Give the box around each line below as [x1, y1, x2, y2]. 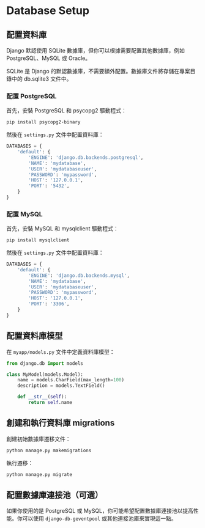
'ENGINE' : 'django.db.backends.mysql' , [28, 273, 130, 279]
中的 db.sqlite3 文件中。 [11, 75, 72, 82]
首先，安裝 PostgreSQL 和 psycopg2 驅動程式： [6, 107, 127, 114]
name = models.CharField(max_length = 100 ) [17, 377, 124, 383]
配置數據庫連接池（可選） [6, 490, 103, 500]
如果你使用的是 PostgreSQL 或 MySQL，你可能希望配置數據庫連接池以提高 [6, 507, 194, 515]
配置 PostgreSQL [6, 92, 57, 100]
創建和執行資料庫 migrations [6, 418, 115, 428]
